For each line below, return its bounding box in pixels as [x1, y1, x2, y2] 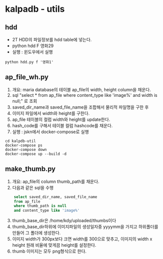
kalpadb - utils [5, 3, 65, 15]
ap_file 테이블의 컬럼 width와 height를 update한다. [12, 116, 110, 122]
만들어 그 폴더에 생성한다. [12, 230, 61, 236]
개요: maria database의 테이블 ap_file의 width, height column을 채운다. [12, 86, 151, 92]
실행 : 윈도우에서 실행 [12, 49, 53, 55]
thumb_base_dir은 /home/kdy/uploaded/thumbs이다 [12, 218, 116, 224]
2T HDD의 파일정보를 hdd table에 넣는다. [12, 37, 92, 42]
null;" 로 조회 [12, 98, 38, 104]
